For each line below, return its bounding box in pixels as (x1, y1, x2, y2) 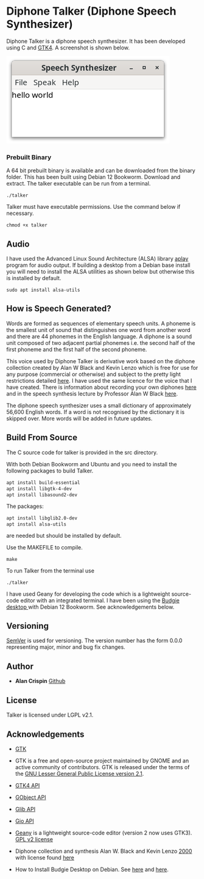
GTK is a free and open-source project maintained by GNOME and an (15, 757, 189, 764)
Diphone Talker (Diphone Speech (6, 4, 177, 18)
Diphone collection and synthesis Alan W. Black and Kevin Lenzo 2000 (15, 847, 192, 855)
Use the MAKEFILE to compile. (6, 543, 83, 551)
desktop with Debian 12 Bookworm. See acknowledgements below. (6, 603, 175, 610)
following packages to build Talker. (6, 467, 94, 474)
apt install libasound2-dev (6, 491, 78, 498)
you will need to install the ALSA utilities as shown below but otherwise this (6, 268, 195, 275)
